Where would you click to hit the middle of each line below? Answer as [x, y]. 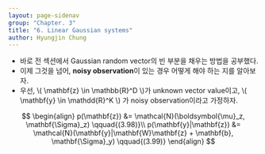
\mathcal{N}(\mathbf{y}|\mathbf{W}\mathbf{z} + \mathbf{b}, [133, 133]
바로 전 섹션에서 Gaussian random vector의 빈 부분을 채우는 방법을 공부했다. [139, 61]
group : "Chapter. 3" [42, 23]
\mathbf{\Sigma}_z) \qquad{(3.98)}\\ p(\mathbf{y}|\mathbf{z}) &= [133, 125]
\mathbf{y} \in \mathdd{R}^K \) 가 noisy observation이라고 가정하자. [129, 100]
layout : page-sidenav [44, 15]
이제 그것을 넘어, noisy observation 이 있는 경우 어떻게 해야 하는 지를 [127, 71]
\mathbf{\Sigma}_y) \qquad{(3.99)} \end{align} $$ [133, 141]
